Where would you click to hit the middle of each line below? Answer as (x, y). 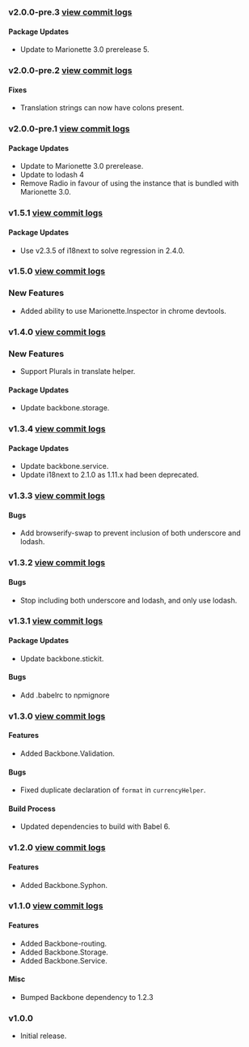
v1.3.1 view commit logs (56, 621)
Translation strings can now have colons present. (102, 108)
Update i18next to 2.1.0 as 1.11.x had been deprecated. (110, 475)
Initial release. (43, 1036)
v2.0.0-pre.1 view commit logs (69, 129)
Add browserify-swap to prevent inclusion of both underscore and (130, 533)
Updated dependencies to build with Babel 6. (95, 826)
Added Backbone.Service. (63, 960)
